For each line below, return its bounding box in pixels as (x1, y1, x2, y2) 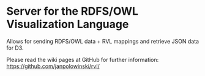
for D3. (6, 44, 24, 51)
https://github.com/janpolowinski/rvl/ (6, 63, 100, 70)
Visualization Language (6, 17, 129, 31)
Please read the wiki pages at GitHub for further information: (6, 56, 159, 63)
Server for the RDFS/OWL (6, 4, 139, 18)
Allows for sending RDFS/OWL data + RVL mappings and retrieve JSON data (6, 37, 199, 45)
